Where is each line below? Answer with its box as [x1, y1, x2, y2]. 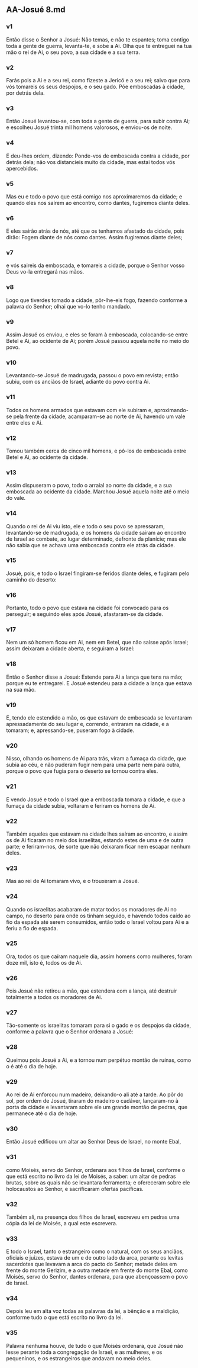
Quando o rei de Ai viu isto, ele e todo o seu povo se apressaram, [6, 522, 165, 529]
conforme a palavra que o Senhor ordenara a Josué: [6, 1028, 134, 1035]
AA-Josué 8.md [6, 5, 66, 15]
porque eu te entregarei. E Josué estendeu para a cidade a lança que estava [6, 679, 192, 686]
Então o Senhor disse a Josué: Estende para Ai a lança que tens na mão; [6, 673, 183, 680]
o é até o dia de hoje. [6, 1062, 57, 1070]
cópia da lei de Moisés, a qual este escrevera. [6, 1219, 118, 1226]
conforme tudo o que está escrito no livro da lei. [6, 1314, 123, 1321]
